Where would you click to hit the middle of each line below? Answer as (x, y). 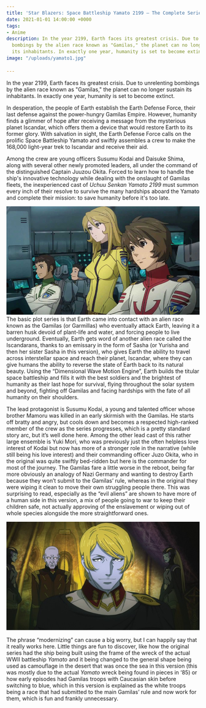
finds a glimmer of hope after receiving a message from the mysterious (96, 121)
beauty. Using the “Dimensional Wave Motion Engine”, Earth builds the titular (103, 371)
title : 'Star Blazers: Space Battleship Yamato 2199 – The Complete (96, 13)
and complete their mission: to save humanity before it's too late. (88, 198)
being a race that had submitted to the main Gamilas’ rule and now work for (101, 692)
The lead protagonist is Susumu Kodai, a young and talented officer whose (101, 409)
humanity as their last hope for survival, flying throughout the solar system (101, 384)
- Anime (16, 32)
